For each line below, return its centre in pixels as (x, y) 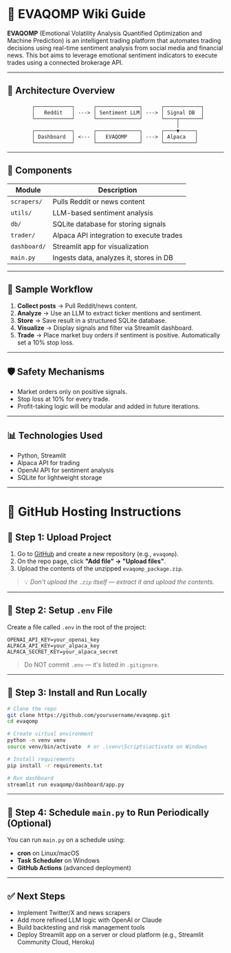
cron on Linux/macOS (48, 853)
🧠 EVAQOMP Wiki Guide (77, 14)
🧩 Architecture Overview (61, 91)
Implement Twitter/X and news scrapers (74, 913)
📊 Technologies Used (55, 435)
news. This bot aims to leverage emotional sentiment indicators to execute (112, 55)
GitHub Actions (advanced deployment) (74, 868)
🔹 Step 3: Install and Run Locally (77, 693)
